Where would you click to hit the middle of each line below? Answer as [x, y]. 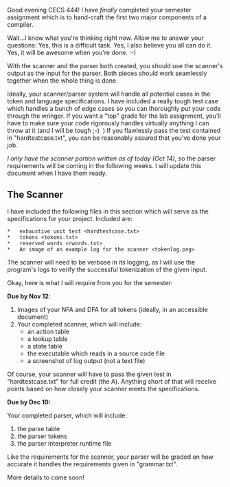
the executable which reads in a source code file [96, 353]
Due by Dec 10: [29, 402]
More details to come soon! [46, 477]
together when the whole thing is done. [62, 81]
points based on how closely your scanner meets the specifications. [104, 388]
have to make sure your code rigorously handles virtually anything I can [108, 123]
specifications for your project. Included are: [70, 218]
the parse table [38, 428]
